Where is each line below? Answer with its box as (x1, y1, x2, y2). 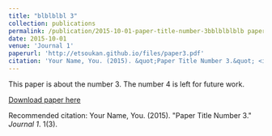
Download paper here (8, 95, 81, 104)
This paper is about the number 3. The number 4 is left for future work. (8, 79, 245, 89)
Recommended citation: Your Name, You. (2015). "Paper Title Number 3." (8, 110, 253, 120)
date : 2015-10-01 (8, 34, 67, 43)
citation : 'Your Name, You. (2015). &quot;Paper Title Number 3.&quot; (8, 57, 255, 66)
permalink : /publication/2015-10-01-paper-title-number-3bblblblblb (8, 27, 244, 35)
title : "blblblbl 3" (8, 11, 79, 20)
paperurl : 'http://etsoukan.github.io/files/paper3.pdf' (8, 49, 205, 57)
